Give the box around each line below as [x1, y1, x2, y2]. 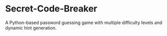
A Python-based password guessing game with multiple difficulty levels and [5, 19, 162, 25]
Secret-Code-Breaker [5, 3, 98, 14]
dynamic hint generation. [5, 24, 57, 30]
